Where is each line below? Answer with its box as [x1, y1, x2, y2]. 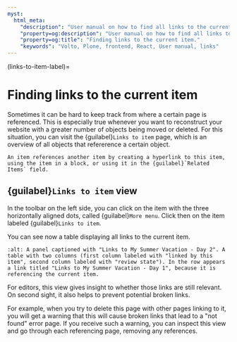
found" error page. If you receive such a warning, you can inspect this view [7, 319, 226, 327]
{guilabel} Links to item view [7, 185, 138, 197]
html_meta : [13, 17, 46, 24]
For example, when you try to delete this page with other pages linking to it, [7, 304, 227, 312]
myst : [7, 10, 23, 18]
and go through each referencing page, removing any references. [7, 327, 197, 335]
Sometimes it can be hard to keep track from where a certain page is [7, 110, 207, 118]
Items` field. [7, 166, 49, 173]
